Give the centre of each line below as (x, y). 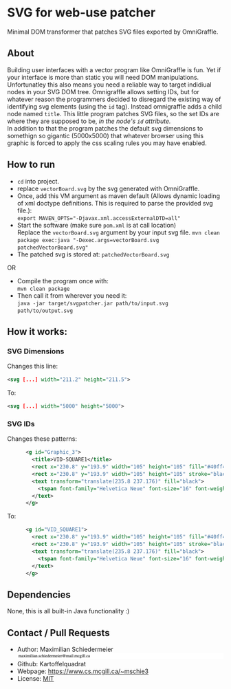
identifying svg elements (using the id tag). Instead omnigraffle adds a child (114, 106)
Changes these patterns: (42, 439)
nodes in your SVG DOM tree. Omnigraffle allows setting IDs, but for (103, 91)
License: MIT (35, 679)
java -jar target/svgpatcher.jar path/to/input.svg (92, 303)
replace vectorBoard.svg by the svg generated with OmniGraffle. (108, 188)
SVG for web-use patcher (81, 13)
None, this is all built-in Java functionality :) (68, 611)
